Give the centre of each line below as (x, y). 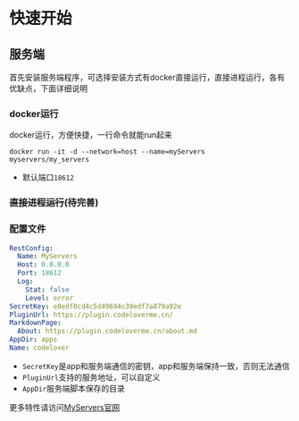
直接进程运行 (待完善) (54, 203)
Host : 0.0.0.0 (43, 265)
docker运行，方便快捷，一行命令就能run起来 (91, 135)
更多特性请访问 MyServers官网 (65, 407)
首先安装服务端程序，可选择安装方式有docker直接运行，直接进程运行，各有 (147, 77)
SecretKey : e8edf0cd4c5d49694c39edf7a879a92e (95, 306)
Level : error (50, 298)
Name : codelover (39, 348)
